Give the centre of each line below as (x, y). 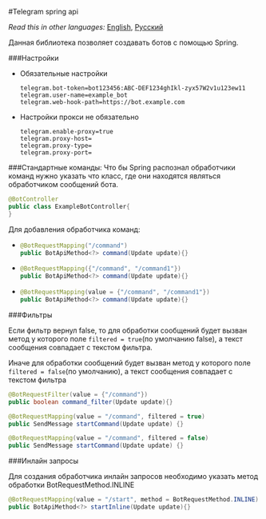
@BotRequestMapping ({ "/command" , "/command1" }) (100, 269)
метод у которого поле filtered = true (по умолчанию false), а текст (126, 338)
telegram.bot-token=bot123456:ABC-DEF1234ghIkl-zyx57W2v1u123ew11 (133, 88)
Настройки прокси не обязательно (79, 117)
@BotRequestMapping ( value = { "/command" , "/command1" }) (115, 292)
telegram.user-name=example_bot (73, 95)
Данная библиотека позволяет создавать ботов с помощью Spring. (123, 42)
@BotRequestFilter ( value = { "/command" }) (78, 394)
